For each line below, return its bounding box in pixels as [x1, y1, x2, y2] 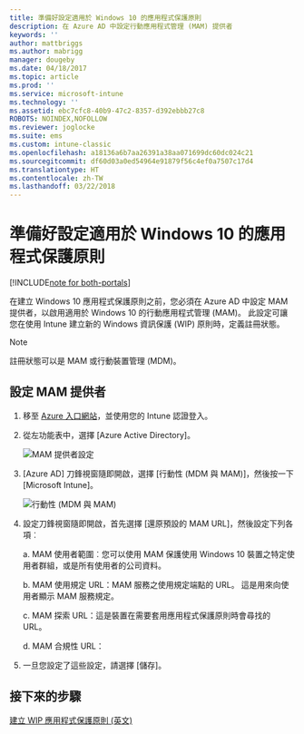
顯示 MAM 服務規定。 [38, 591, 120, 602]
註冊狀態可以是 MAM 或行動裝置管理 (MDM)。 [9, 356, 181, 367]
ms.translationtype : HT [9, 165, 100, 174]
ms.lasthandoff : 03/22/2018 [9, 182, 116, 191]
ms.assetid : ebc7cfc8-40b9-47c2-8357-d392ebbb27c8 [9, 106, 205, 115]
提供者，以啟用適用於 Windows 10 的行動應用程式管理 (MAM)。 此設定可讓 [9, 308, 289, 318]
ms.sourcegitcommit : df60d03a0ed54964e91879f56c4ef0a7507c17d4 [9, 156, 254, 166]
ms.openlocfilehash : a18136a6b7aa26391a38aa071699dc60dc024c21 [9, 148, 254, 157]
